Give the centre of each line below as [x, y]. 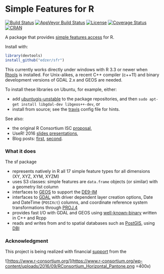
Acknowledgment [27, 241]
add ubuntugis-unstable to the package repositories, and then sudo [80, 99]
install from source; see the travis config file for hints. [66, 109]
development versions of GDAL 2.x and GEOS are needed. [64, 80]
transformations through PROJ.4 [45, 207]
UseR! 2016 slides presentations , [45, 133]
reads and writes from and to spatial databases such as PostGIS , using [83, 223]
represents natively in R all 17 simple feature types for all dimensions [81, 171]
